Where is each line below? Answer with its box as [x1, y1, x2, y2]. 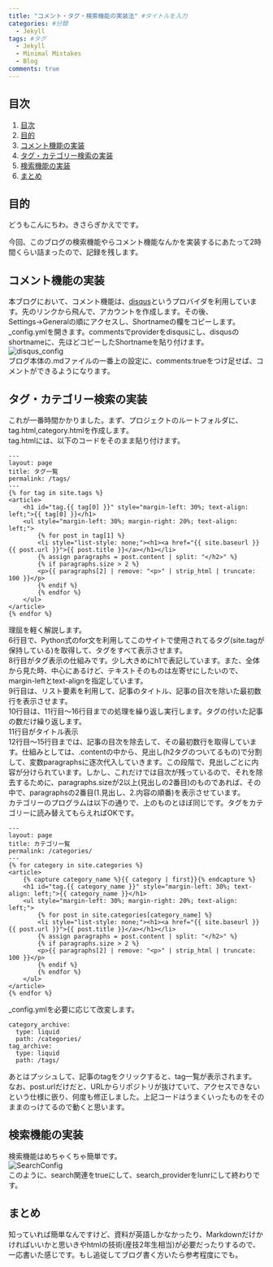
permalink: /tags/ [8, 475, 71, 483]
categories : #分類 [8, 20, 68, 28]
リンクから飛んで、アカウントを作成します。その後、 [36, 306, 213, 317]
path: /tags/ [15, 1057, 60, 1065]
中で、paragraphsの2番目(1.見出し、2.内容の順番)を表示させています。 [8, 788, 245, 797]
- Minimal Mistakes [15, 50, 82, 58]
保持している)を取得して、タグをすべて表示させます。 [8, 645, 187, 655]
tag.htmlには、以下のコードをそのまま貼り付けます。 [8, 436, 185, 445]
